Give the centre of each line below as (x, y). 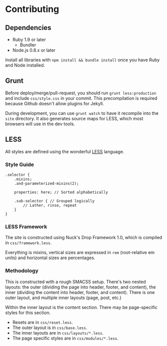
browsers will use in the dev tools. (40, 124)
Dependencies (28, 28)
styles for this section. (28, 313)
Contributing (32, 9)
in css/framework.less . (28, 243)
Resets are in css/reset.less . (43, 322)
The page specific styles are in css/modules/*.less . (65, 338)
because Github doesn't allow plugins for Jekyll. (55, 103)
